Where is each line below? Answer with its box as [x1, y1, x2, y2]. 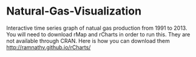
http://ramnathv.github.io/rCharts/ [6, 44, 91, 51]
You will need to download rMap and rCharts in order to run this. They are [6, 30, 191, 38]
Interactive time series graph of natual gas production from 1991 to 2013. [6, 24, 188, 32]
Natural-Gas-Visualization [6, 4, 141, 18]
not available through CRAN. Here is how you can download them [6, 37, 170, 44]
